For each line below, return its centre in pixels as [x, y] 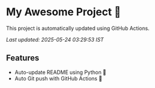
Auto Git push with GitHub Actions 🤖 [58, 78]
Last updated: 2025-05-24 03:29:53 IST [55, 39]
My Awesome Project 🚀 [64, 12]
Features [23, 58]
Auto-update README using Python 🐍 [60, 72]
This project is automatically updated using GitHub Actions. [78, 28]
